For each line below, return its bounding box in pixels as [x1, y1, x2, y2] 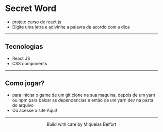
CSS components [12, 60, 48, 66]
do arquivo [12, 102, 34, 108]
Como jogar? [5, 79, 45, 88]
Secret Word [5, 3, 57, 14]
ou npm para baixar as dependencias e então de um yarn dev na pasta [12, 97, 154, 103]
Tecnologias [5, 43, 43, 51]
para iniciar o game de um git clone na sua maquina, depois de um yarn [12, 92, 155, 98]
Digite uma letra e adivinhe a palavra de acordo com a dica [12, 24, 130, 29]
